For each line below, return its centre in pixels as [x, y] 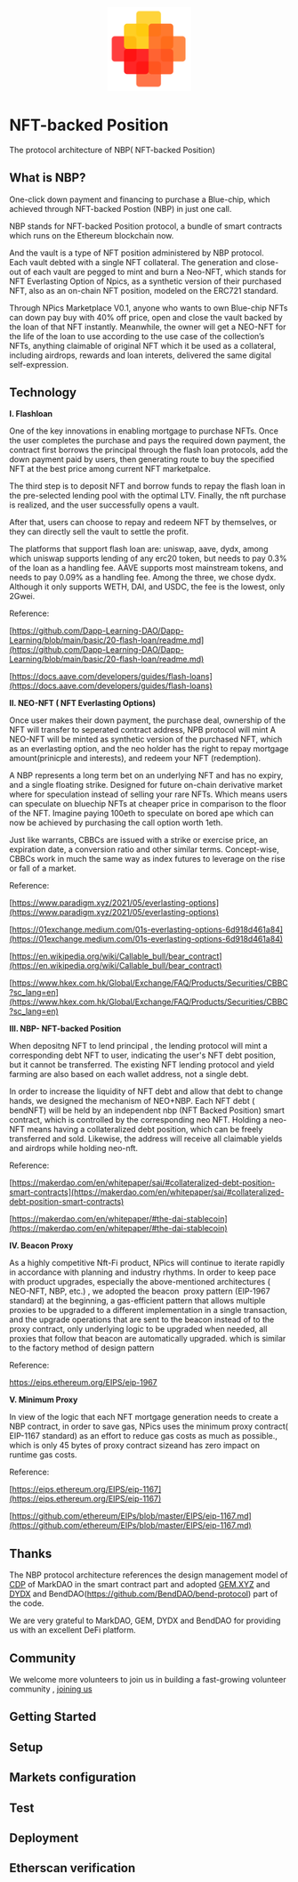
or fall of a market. [43, 868]
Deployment [44, 1838]
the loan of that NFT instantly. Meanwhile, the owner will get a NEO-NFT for [148, 327]
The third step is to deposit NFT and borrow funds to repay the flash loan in [148, 486]
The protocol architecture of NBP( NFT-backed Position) [113, 150]
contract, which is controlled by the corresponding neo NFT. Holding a [138, 1120]
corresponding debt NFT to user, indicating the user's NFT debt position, [143, 1055]
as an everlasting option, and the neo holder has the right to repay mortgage [149, 749]
